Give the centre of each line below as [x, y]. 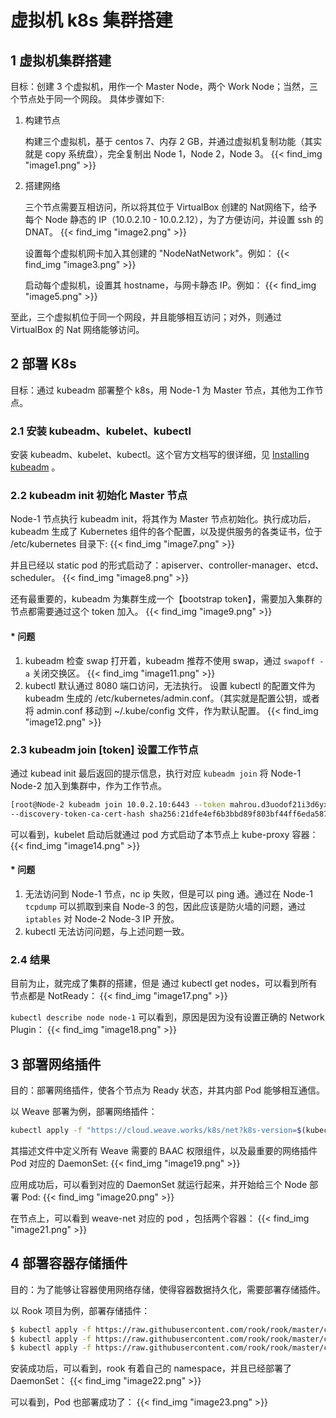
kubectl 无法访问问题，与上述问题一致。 [107, 931]
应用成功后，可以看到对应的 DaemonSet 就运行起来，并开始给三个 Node [159, 1184]
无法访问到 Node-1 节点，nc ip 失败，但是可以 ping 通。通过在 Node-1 [169, 893]
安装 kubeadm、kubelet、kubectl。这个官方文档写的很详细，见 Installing [160, 455]
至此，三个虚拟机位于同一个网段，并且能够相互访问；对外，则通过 [146, 317]
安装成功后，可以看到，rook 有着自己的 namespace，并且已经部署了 [151, 1368]
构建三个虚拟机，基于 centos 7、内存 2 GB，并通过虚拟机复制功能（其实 [173, 141]
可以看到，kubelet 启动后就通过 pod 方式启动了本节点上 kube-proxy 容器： [164, 834]
